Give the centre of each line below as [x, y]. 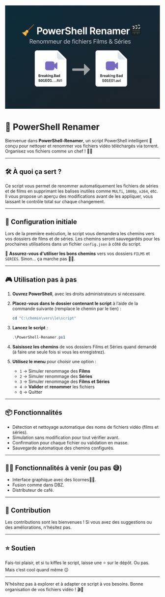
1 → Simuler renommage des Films [55, 371]
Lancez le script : [30, 327]
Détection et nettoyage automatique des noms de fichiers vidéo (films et [85, 427]
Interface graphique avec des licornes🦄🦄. [54, 480]
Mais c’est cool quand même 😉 [37, 570]
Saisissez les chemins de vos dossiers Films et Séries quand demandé [84, 346]
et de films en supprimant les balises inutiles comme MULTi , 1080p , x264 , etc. [82, 191]
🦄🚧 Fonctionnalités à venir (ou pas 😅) [64, 468]
